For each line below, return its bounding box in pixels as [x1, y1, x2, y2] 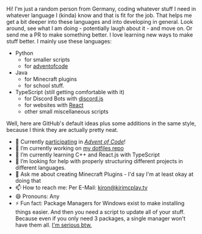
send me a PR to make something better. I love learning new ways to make [6, 31, 193, 38]
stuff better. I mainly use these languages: [6, 38, 112, 45]
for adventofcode [24, 62, 68, 70]
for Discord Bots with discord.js [24, 95, 104, 102]
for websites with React [24, 101, 84, 109]
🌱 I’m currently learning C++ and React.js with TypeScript [15, 151, 160, 158]
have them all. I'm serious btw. [15, 221, 92, 229]
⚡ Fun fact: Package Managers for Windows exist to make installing [15, 200, 185, 207]
